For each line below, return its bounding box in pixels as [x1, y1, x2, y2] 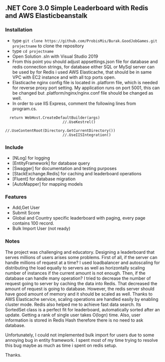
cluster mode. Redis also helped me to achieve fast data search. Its [5, 301, 141, 307]
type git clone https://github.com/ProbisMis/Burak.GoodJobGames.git [12, 37, 158, 43]
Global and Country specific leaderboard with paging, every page [12, 215, 146, 221]
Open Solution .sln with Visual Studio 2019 [12, 53, 99, 59]
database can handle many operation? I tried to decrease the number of [5, 275, 151, 281]
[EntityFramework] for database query [12, 160, 90, 166]
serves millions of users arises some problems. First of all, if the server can [5, 254, 158, 260]
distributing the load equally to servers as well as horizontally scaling [5, 264, 145, 270]
